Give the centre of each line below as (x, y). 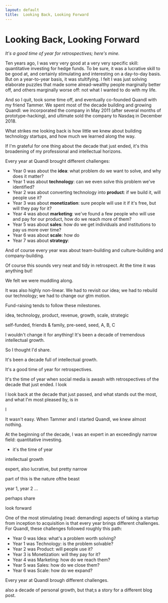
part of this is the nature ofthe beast (43, 479)
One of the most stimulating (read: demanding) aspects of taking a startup (82, 518)
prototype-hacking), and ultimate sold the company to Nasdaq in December (84, 116)
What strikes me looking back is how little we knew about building (73, 131)
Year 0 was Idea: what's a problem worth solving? (64, 538)
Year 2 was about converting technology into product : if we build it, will (87, 193)
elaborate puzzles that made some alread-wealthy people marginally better (83, 85)
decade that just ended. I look (36, 385)
